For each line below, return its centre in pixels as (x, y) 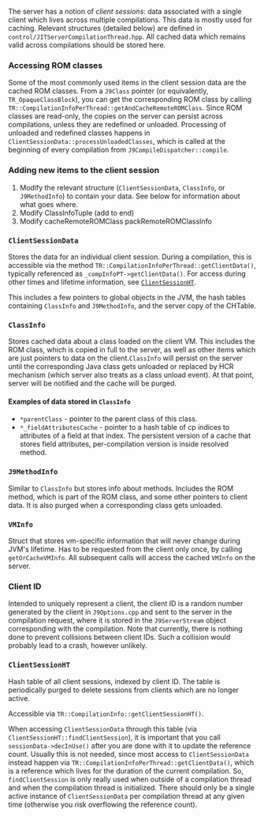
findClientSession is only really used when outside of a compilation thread (130, 779)
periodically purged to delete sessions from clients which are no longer (123, 690)
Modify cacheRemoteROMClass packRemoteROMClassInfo (116, 221)
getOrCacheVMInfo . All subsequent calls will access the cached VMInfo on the (132, 557)
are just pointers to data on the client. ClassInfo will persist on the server (125, 358)
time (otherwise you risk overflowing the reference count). (103, 804)
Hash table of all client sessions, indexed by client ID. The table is (114, 681)
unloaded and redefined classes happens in (79, 133)
